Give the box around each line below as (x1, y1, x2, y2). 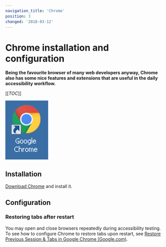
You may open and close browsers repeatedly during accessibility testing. (5, 225, 161, 231)
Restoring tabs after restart (5, 213, 74, 220)
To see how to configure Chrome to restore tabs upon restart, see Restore (5, 231, 161, 237)
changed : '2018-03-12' (5, 19, 54, 24)
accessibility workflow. (5, 80, 56, 87)
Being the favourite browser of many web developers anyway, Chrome (5, 70, 158, 76)
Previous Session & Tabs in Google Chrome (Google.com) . (5, 236, 128, 242)
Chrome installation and (5, 42, 109, 53)
